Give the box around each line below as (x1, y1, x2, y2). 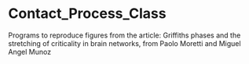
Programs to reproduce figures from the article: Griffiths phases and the (8, 30, 241, 40)
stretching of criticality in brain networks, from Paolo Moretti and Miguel (8, 38, 241, 48)
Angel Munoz (8, 47, 52, 56)
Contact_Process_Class (8, 5, 167, 23)
